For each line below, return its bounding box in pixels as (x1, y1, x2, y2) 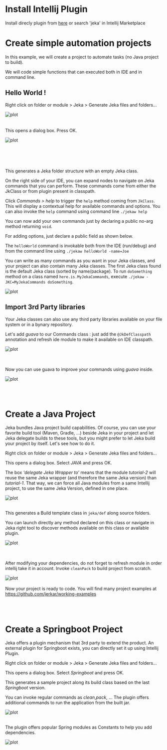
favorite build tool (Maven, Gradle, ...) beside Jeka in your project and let (5, 430, 154, 436)
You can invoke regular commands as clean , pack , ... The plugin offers (5, 694, 149, 701)
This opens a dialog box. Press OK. (5, 127, 77, 133)
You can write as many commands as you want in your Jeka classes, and (5, 258, 156, 264)
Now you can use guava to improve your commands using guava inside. (5, 366, 154, 372)
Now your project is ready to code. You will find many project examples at (5, 586, 157, 592)
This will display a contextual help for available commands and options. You (5, 203, 161, 209)
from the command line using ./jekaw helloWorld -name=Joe (5, 248, 129, 254)
